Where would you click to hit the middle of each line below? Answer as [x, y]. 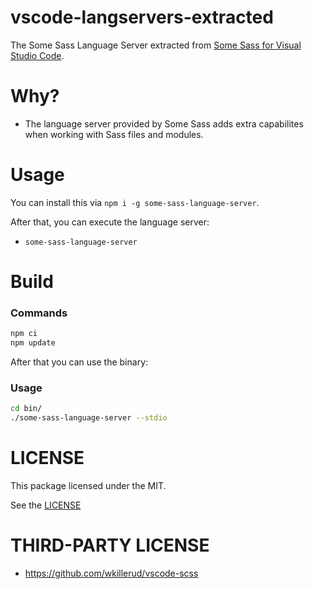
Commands [39, 313]
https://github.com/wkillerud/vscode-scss [111, 573]
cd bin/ [26, 409]
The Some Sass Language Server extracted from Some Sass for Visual [156, 45]
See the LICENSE [46, 505]
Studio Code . [37, 55]
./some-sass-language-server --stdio [89, 418]
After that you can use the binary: [79, 362]
